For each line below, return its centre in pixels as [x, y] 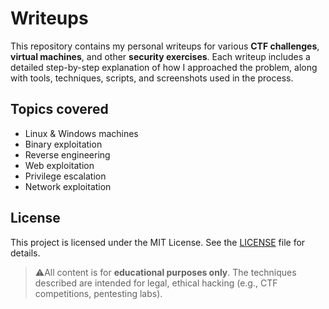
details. [25, 253]
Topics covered [59, 109]
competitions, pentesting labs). [98, 293]
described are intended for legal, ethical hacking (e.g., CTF [156, 283]
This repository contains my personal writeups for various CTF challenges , [165, 46]
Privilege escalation [65, 176]
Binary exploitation [63, 144]
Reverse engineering [67, 154]
